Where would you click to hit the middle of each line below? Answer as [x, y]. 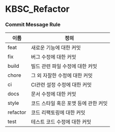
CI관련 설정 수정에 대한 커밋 [61, 85]
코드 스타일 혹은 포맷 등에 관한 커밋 [69, 103]
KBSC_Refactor [37, 9]
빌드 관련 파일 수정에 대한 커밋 [64, 66]
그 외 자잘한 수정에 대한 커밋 [62, 76]
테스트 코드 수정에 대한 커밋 [61, 122]
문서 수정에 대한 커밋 [54, 94]
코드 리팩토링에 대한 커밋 [58, 113]
